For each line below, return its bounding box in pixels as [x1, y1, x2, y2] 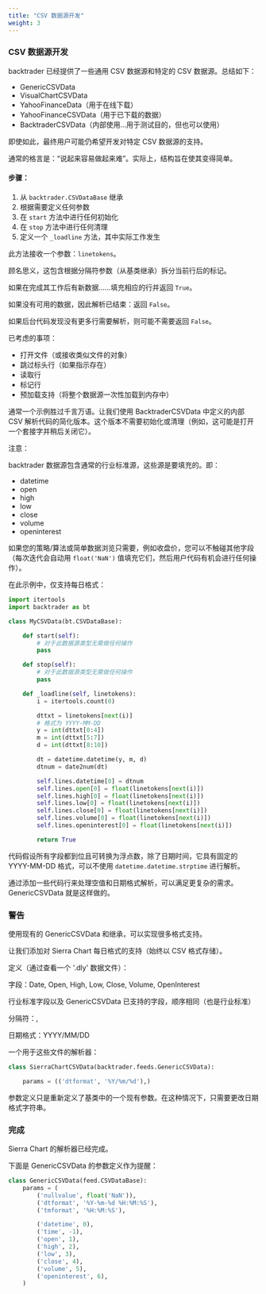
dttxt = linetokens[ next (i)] [37, 711, 133, 719]
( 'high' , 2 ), [37, 1243, 80, 1251]
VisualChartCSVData [19, 91, 88, 100]
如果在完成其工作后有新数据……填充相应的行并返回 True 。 [8, 283, 197, 292]
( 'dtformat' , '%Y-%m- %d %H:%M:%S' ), [37, 1199, 158, 1207]
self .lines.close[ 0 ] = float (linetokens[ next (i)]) [37, 807, 208, 815]
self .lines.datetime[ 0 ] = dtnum [37, 777, 145, 785]
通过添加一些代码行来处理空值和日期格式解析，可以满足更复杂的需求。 [8, 878, 238, 888]
